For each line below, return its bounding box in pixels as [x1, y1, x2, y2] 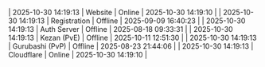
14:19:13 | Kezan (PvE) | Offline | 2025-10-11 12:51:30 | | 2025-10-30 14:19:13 [8, 33, 257, 42]
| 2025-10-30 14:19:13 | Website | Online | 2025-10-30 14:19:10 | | [8, 8, 221, 17]
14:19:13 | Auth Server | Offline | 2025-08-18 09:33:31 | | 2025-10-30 [8, 25, 233, 33]
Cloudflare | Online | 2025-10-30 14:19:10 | [8, 50, 147, 59]
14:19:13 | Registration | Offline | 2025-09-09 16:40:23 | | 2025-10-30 [18, 16, 246, 26]
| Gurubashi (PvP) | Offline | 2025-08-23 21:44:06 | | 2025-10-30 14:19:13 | [8, 41, 254, 51]
